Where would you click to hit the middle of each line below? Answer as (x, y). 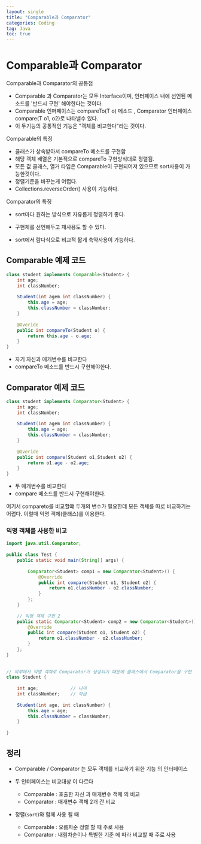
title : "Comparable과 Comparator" (48, 17)
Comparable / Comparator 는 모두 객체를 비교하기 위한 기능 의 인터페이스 (101, 769)
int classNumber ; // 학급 (52, 694)
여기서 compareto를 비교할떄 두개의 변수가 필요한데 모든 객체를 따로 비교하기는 (99, 506)
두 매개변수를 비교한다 (41, 486)
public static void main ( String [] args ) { (71, 561)
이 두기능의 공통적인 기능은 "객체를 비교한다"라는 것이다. (80, 126)
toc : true (19, 34)
